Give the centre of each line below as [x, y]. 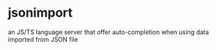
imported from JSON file [43, 39]
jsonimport [40, 13]
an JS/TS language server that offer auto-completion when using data [109, 32]
